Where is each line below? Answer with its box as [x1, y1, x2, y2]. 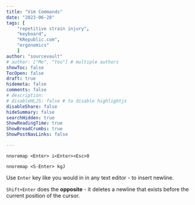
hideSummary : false [6, 109, 55, 115]
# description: [6, 92, 44, 98]
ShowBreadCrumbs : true [6, 126, 63, 132]
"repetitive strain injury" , [17, 25, 90, 32]
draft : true [6, 76, 36, 82]
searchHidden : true [6, 114, 55, 120]
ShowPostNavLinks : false [6, 131, 68, 138]
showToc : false [6, 64, 44, 71]
